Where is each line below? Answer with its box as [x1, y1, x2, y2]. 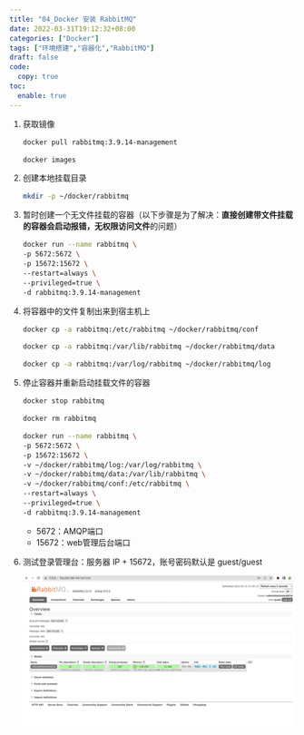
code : [9, 63, 30, 72]
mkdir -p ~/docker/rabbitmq [22, 191, 129, 201]
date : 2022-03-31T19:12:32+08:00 [9, 24, 136, 34]
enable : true [17, 91, 67, 100]
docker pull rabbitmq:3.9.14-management [22, 137, 178, 147]
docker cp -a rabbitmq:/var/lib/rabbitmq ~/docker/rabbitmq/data [22, 342, 275, 351]
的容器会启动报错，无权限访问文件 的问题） [22, 220, 182, 231]
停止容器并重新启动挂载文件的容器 [22, 377, 151, 388]
